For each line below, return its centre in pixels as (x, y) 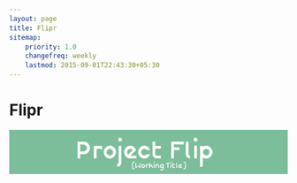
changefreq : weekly (61, 56)
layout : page (33, 19)
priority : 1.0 (51, 47)
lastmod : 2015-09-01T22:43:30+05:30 (93, 65)
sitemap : (25, 37)
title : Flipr (33, 28)
